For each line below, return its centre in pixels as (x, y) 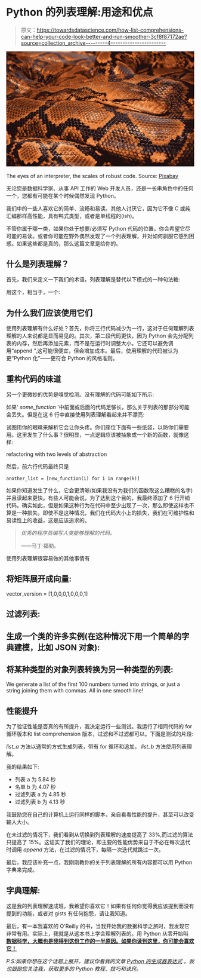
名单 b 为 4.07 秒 (35, 787)
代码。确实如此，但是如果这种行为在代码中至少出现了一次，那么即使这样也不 (100, 505)
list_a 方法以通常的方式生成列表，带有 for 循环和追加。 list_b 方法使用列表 (97, 747)
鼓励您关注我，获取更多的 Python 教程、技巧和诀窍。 (76, 969)
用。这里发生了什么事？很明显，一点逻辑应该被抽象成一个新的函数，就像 (95, 434)
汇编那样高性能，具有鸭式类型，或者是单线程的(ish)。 (72, 216)
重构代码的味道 (34, 379)
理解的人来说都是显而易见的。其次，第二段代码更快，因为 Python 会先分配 (98, 336)
